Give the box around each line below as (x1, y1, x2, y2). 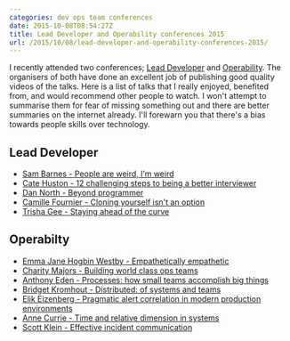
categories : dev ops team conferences (9, 12, 153, 22)
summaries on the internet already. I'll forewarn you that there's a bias (9, 110, 266, 120)
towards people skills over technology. (9, 119, 150, 130)
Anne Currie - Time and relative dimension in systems (21, 313, 220, 323)
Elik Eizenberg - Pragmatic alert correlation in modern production (21, 293, 262, 304)
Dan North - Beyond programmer (21, 188, 144, 199)
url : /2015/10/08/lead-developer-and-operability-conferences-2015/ (9, 37, 269, 47)
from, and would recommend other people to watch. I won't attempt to (9, 91, 267, 101)
